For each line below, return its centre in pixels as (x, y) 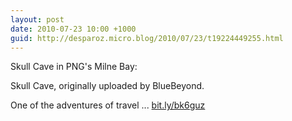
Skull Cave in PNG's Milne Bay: (74, 67)
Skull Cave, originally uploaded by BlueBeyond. (107, 86)
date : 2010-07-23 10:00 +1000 (73, 29)
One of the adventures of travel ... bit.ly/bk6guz (108, 105)
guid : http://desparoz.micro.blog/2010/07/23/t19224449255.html (147, 38)
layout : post (37, 19)
